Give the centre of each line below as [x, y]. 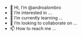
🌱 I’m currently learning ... [36, 18]
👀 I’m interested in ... [31, 13]
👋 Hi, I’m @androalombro [35, 8]
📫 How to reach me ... [33, 28]
